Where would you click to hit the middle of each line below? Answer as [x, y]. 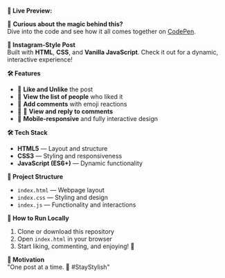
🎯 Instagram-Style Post [42, 45]
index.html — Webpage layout [61, 190]
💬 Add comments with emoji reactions [72, 104]
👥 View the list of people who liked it [70, 96]
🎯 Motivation [26, 260]
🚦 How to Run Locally [38, 218]
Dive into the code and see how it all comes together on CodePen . [101, 31]
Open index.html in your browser [65, 239]
